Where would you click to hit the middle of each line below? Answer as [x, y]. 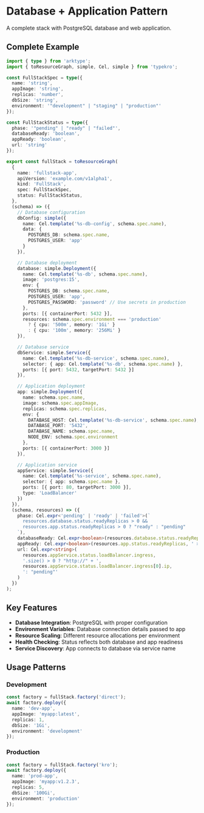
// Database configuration [51, 212]
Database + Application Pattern [87, 11]
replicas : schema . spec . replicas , [65, 409]
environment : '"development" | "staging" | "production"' [87, 106]
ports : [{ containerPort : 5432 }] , [67, 314]
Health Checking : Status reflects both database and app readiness [99, 642]
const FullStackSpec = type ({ [45, 78]
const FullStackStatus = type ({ [47, 123]
